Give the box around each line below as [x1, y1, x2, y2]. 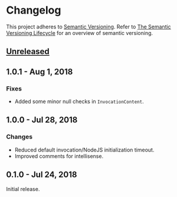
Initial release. [6, 185, 40, 192]
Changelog [6, 4, 61, 17]
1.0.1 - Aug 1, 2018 [6, 66, 73, 77]
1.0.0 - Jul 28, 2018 [6, 115, 78, 125]
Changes [6, 133, 33, 141]
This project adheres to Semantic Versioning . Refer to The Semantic [6, 23, 171, 30]
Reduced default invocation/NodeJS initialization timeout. [14, 146, 155, 153]
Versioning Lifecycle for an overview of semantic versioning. [6, 29, 153, 36]
